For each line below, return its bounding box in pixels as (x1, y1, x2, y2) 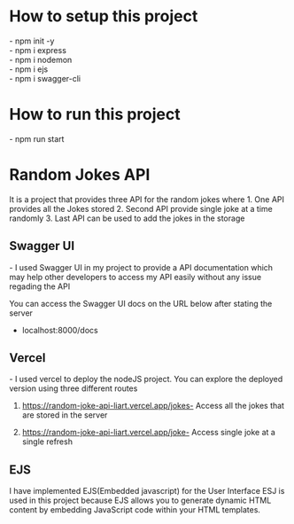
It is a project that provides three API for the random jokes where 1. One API (9, 193, 285, 205)
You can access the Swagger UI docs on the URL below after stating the (9, 298, 273, 309)
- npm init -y (9, 35, 55, 46)
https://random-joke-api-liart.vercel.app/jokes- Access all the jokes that (21, 401, 285, 411)
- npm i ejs (9, 64, 49, 74)
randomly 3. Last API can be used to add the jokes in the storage (9, 213, 245, 223)
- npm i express (9, 44, 66, 55)
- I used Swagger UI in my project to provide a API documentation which (9, 262, 273, 272)
